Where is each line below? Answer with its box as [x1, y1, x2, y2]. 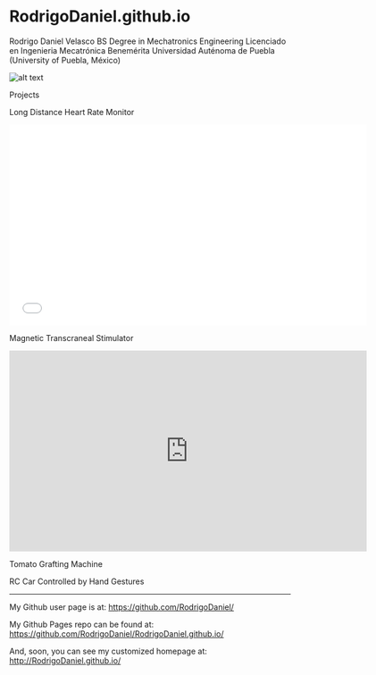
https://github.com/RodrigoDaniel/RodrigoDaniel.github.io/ [9, 628, 225, 639]
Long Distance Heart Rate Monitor [9, 106, 135, 117]
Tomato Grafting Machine [9, 558, 103, 569]
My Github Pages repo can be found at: [9, 619, 155, 629]
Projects [9, 89, 40, 100]
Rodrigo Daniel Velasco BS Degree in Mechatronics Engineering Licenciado [9, 36, 287, 46]
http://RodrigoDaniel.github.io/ [9, 654, 121, 666]
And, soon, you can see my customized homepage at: [9, 646, 208, 656]
